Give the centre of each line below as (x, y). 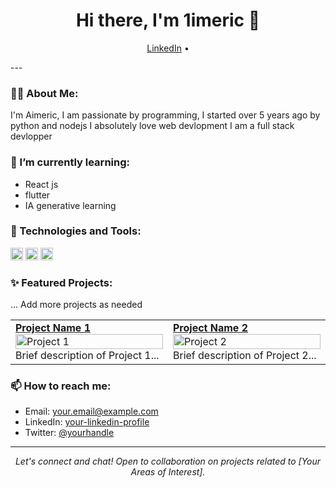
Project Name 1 (53, 328)
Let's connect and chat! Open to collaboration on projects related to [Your (168, 461)
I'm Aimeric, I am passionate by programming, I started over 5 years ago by (165, 115)
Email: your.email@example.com (91, 411)
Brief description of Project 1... (87, 356)
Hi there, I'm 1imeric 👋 (168, 20)
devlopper (31, 136)
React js (41, 184)
